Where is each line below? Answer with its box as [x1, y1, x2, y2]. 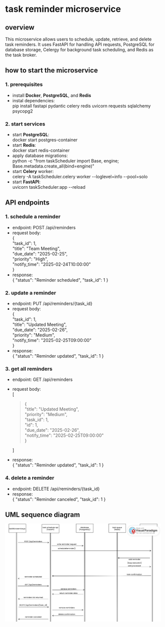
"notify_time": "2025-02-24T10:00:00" [12, 261, 91, 267]
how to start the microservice [5, 66, 98, 75]
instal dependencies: [12, 97, 55, 103]
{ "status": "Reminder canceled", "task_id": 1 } [12, 496, 106, 502]
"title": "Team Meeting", [12, 246, 61, 251]
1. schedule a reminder [5, 213, 61, 220]
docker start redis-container [12, 147, 70, 153]
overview [5, 23, 35, 32]
